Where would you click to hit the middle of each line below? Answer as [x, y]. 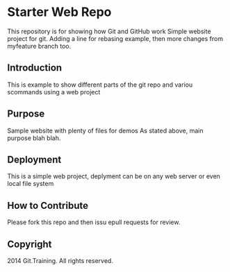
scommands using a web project [54, 92]
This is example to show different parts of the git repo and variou [100, 85]
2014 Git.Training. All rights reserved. [60, 261]
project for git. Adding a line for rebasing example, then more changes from [115, 38]
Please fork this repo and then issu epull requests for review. [94, 222]
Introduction [35, 68]
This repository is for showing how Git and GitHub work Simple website [109, 31]
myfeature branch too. [39, 46]
